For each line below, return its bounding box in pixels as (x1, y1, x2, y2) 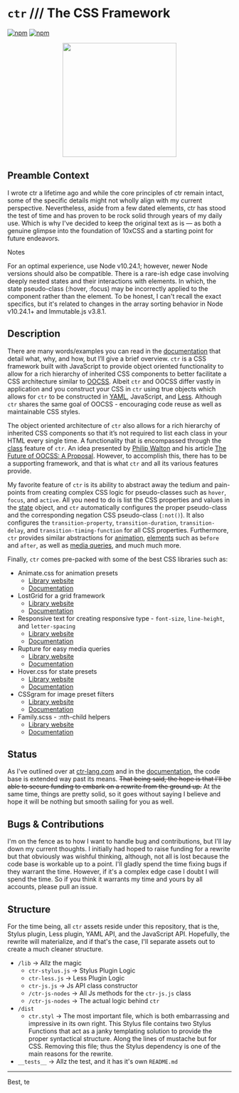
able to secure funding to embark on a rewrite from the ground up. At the (7, 782, 221, 791)
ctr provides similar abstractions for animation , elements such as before (7, 533, 219, 542)
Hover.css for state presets (17, 667, 97, 675)
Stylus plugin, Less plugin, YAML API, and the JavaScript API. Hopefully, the (7, 930, 230, 938)
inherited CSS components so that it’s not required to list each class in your (7, 429, 228, 437)
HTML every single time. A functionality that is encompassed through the (7, 436, 222, 445)
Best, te (7, 1078, 30, 1086)
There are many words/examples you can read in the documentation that (7, 347, 221, 355)
